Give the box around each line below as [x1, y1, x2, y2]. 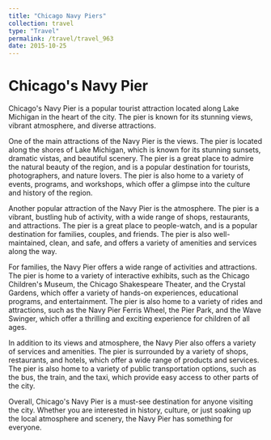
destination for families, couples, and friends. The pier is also [8, 230, 212, 239]
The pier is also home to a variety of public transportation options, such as [8, 364, 256, 374]
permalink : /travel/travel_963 [8, 34, 114, 43]
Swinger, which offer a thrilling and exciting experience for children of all [8, 314, 251, 324]
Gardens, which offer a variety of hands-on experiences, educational [8, 288, 239, 298]
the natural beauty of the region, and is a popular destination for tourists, [8, 163, 251, 172]
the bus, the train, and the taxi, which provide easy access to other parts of [8, 373, 259, 383]
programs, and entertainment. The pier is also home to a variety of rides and [8, 297, 263, 307]
